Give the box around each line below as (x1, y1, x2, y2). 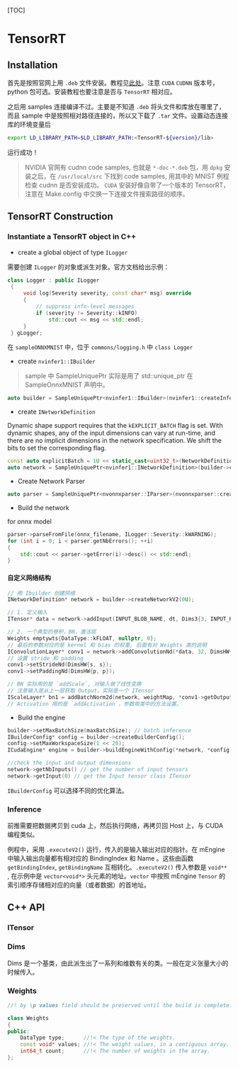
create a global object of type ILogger (17, 248, 128, 256)
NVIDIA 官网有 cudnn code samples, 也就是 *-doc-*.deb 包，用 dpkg (24, 163, 223, 171)
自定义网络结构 (7, 573, 51, 581)
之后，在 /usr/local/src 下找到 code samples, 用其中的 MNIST (30, 171, 215, 180)
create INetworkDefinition (17, 407, 96, 416)
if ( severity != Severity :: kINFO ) (35, 309, 138, 317)
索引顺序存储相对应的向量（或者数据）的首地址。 (7, 881, 150, 890)
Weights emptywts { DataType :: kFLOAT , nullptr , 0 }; (7, 635, 157, 642)
